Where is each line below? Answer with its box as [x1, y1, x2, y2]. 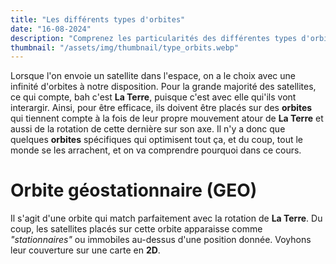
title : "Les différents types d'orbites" [10, 14, 186, 25]
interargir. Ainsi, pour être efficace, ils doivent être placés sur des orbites [10, 102, 313, 114]
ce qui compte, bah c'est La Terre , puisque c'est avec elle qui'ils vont [10, 91, 297, 103]
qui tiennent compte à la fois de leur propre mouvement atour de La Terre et [10, 112, 324, 125]
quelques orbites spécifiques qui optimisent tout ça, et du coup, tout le [10, 134, 303, 146]
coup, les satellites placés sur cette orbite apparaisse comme [10, 223, 263, 235]
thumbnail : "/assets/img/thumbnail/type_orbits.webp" [10, 42, 240, 53]
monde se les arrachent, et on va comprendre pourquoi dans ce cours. [10, 144, 302, 156]
